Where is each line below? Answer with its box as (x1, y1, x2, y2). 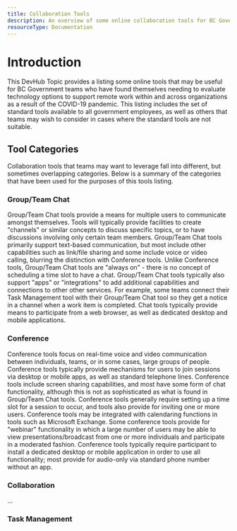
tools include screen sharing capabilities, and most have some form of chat (7, 379, 226, 388)
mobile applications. (7, 316, 66, 324)
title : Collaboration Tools (7, 10, 90, 18)
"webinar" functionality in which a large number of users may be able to (7, 425, 217, 433)
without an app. (7, 462, 53, 471)
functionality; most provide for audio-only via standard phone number (7, 455, 210, 464)
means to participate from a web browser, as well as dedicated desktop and (7, 309, 228, 317)
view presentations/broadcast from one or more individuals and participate (7, 433, 225, 441)
